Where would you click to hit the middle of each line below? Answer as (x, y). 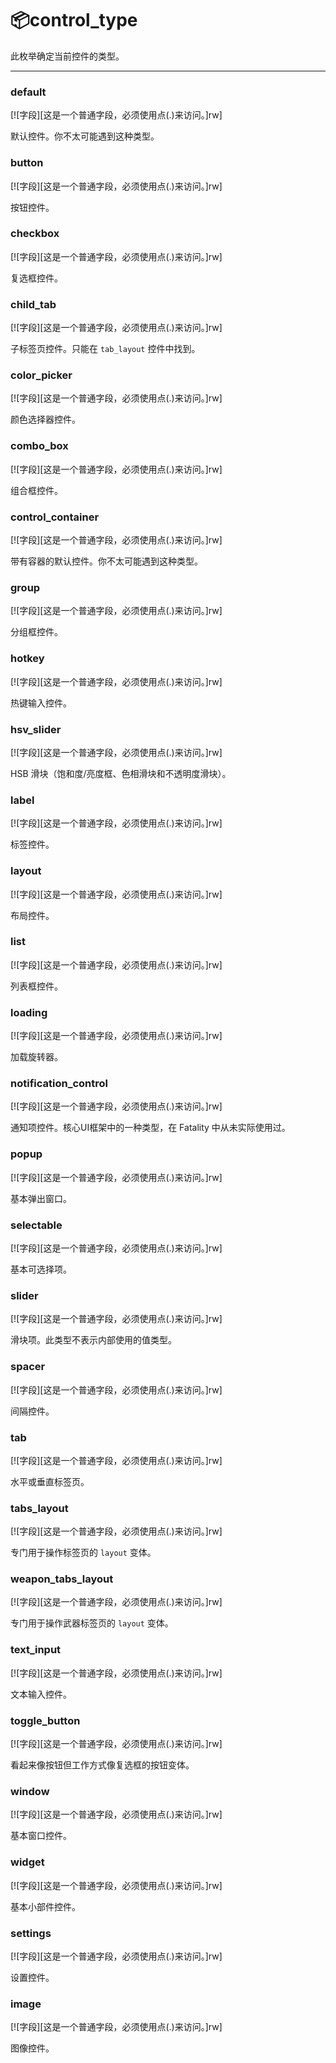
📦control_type (74, 20)
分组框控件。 (36, 632)
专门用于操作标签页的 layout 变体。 (83, 1553)
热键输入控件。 (41, 703)
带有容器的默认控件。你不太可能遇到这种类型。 (106, 561)
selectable (36, 1225)
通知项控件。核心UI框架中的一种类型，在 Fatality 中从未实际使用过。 (150, 1128)
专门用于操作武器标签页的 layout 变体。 (92, 1623)
